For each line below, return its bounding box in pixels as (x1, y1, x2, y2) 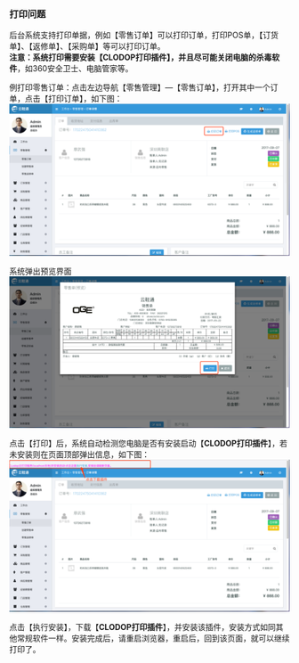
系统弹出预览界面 (9, 266, 72, 276)
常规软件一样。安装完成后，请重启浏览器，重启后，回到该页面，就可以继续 (16, 633, 290, 643)
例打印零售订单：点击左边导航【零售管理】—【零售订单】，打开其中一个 (9, 82, 271, 93)
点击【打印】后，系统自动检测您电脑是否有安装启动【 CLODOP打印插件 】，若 (9, 438, 287, 449)
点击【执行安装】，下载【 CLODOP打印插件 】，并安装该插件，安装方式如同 (9, 621, 276, 632)
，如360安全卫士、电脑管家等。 (17, 63, 133, 74)
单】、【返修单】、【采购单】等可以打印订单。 (9, 41, 166, 52)
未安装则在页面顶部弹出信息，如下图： (9, 449, 149, 460)
